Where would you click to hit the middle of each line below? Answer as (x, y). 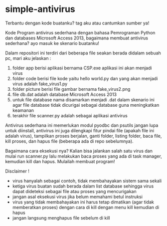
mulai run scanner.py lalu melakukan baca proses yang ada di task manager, (83, 156)
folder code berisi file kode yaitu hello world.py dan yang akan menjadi (85, 78)
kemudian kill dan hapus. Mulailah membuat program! (60, 161)
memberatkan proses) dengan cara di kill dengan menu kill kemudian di (86, 207)
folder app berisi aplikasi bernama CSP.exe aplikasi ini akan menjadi (82, 68)
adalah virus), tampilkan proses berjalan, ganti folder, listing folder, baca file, (83, 136)
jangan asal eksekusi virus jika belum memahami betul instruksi (78, 197)
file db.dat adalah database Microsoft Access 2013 (65, 94)
